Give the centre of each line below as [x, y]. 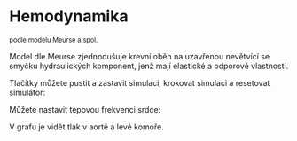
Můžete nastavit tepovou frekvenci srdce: [85, 109]
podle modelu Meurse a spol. [54, 40]
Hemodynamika [69, 16]
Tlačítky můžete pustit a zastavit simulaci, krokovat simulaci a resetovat [140, 82]
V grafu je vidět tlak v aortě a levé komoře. [86, 127]
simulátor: [27, 92]
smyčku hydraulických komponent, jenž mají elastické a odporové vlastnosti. [149, 66]
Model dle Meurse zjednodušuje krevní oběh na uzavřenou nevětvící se [140, 56]
